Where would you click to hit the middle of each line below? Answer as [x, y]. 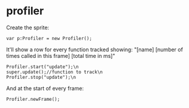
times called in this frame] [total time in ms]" [61, 55]
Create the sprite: [28, 27]
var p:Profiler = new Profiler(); [49, 38]
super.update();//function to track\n [54, 72]
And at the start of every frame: [45, 88]
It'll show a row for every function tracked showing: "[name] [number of [95, 50]
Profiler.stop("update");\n [41, 77]
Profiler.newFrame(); [33, 99]
